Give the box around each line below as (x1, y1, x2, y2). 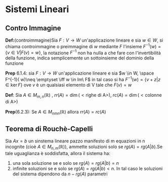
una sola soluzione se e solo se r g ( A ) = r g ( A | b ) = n (12, 160, 119, 166)
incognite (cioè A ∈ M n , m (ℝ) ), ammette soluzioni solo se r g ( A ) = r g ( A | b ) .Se (5, 143, 163, 151)
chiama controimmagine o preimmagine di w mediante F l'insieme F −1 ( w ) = (5, 43, 161, 49)
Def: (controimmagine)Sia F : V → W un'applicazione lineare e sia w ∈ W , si (5, 37, 163, 43)
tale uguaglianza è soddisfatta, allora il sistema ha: (5, 151, 110, 157)
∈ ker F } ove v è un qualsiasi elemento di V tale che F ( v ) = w (5, 82, 132, 88)
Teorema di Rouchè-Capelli (5, 124, 93, 133)
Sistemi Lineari (5, 4, 69, 15)
